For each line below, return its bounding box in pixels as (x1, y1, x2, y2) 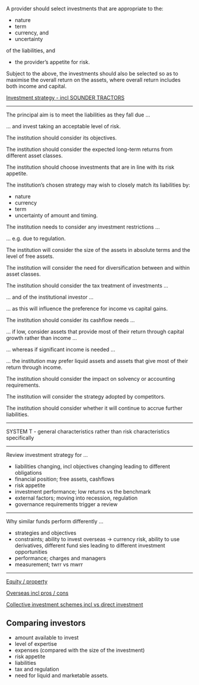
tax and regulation (14, 665, 59, 673)
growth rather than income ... (6, 334, 77, 341)
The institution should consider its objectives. (6, 134, 117, 141)
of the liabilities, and (6, 47, 56, 54)
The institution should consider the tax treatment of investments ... (6, 282, 169, 289)
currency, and (14, 29, 49, 36)
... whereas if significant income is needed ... (6, 346, 115, 353)
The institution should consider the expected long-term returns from (6, 146, 173, 153)
